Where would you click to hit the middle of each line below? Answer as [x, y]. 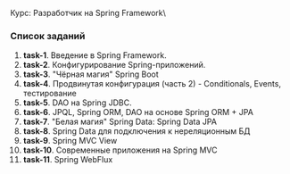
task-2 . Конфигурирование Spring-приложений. [114, 65]
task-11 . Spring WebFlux [68, 160]
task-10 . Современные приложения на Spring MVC [120, 150]
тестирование [50, 94]
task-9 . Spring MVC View [70, 141]
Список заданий [48, 36]
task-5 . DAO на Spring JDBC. [77, 103]
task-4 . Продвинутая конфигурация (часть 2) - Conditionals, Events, [152, 84]
